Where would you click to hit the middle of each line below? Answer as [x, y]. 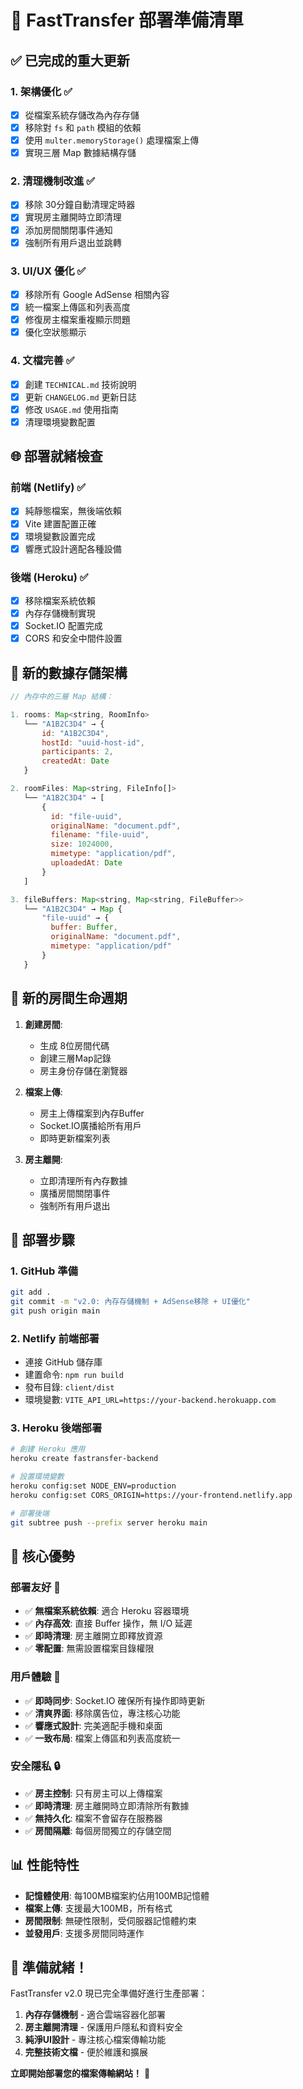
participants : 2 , [77, 752]
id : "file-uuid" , [86, 816]
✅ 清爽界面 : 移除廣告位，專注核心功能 [102, 1713]
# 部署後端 [30, 1513]
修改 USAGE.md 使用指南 [71, 409]
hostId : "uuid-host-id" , [93, 742]
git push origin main [55, 1311]
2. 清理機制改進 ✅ [53, 181]
